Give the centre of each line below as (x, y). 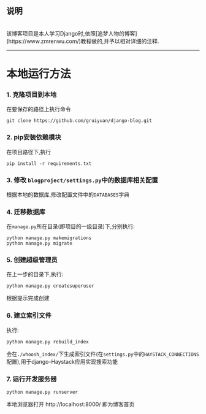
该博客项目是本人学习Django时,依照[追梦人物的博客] (72, 33)
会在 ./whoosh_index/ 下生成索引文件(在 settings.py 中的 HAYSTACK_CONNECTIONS (103, 354)
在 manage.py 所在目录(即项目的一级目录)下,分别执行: (71, 226)
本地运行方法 (39, 74)
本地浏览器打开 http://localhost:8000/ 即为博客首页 (71, 404)
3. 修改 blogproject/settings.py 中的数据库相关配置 (82, 180)
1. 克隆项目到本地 (32, 94)
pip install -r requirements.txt (49, 163)
